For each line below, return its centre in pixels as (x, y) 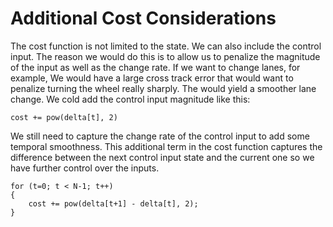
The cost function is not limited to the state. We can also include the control (166, 46)
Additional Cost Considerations (143, 18)
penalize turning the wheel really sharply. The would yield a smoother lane (163, 88)
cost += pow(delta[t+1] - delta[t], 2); (113, 203)
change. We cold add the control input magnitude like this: (130, 99)
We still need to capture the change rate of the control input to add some (160, 136)
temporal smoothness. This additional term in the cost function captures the (166, 146)
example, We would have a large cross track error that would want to (152, 78)
